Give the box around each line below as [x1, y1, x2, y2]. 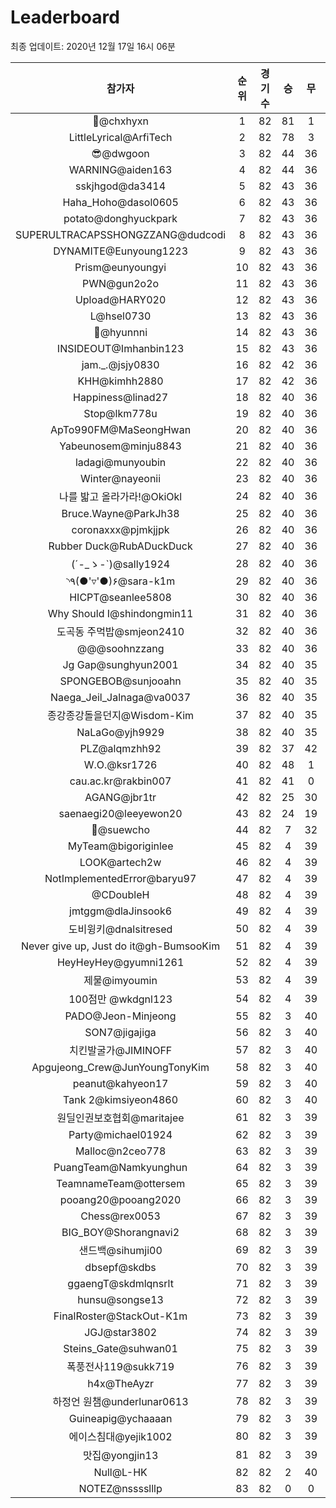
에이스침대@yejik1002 [68, 1429, 173, 1443]
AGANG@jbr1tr [84, 790, 157, 804]
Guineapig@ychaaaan [68, 1411, 173, 1425]
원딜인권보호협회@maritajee [56, 1111, 185, 1125]
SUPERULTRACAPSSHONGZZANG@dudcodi [15, 227, 227, 241]
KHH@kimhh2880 [77, 374, 164, 388]
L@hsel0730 [89, 309, 152, 323]
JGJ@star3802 [84, 1325, 158, 1339]
